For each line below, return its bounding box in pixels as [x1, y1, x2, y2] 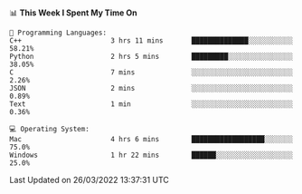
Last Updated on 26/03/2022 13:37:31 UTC [9, 175, 170, 185]
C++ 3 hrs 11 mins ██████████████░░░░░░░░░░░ [9, 36, 294, 45]
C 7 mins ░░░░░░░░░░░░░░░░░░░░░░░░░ [9, 68, 294, 77]
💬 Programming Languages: [9, 28, 107, 37]
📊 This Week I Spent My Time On [9, 7, 137, 18]
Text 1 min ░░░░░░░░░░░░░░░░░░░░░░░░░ [9, 100, 294, 109]
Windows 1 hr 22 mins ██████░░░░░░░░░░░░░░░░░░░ [9, 150, 294, 160]
